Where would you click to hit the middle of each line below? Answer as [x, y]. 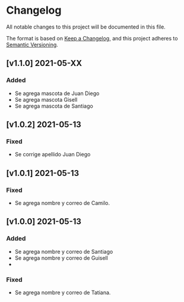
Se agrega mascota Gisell [46, 99]
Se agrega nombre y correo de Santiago [64, 251]
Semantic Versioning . [32, 45]
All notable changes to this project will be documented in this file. [86, 27]
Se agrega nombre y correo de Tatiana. [63, 292]
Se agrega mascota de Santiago [54, 106]
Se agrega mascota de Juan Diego [57, 93]
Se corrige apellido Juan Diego [53, 155]
